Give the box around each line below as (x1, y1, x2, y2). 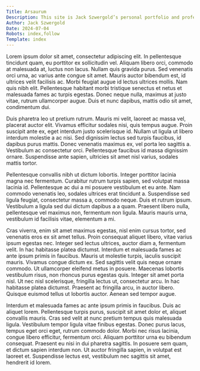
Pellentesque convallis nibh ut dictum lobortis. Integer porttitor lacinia (6, 171, 177, 178)
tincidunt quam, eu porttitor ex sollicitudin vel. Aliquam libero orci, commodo (6, 59, 193, 66)
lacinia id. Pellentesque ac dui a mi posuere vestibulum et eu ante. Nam (6, 184, 181, 191)
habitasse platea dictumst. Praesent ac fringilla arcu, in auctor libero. (6, 284, 174, 291)
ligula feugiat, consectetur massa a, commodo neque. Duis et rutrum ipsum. (6, 196, 192, 203)
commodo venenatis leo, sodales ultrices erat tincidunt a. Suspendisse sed (6, 190, 190, 197)
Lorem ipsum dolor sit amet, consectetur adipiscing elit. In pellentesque (6, 53, 182, 60)
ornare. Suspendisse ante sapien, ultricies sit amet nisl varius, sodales (6, 153, 179, 160)
